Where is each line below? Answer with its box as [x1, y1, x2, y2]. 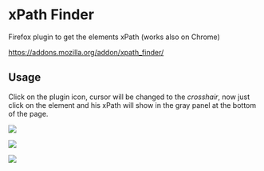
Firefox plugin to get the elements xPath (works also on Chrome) [8, 32, 221, 42]
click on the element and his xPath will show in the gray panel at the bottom [8, 100, 257, 109]
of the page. [8, 109, 49, 118]
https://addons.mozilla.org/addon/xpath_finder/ [8, 47, 164, 57]
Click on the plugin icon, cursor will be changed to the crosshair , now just [8, 92, 250, 101]
